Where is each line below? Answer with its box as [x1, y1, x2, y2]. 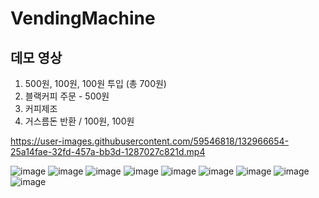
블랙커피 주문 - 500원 [24, 90, 110, 102]
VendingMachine [10, 7, 156, 30]
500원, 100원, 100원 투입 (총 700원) [24, 78, 167, 89]
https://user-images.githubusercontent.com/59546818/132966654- [10, 135, 290, 147]
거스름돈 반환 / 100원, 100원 [24, 115, 135, 127]
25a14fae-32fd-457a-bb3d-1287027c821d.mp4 [10, 146, 206, 157]
